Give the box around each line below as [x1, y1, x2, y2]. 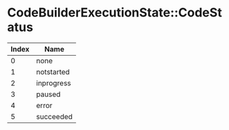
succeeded [36, 111, 73, 121]
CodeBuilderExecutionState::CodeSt [7, 5, 223, 21]
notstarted [36, 67, 71, 76]
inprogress [36, 78, 71, 87]
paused [36, 89, 61, 99]
